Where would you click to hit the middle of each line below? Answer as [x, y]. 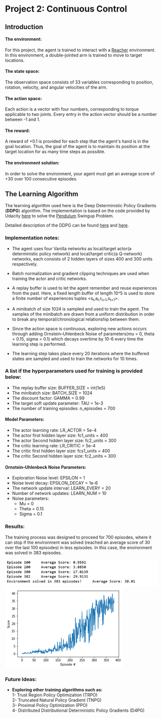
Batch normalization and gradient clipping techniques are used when [81, 273]
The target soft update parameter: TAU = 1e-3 [58, 403]
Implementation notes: [32, 238]
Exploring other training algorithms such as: [57, 689]
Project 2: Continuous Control [66, 9]
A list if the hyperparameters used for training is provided [74, 371]
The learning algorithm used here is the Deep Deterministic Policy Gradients [81, 206]
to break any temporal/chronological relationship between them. [76, 319]
